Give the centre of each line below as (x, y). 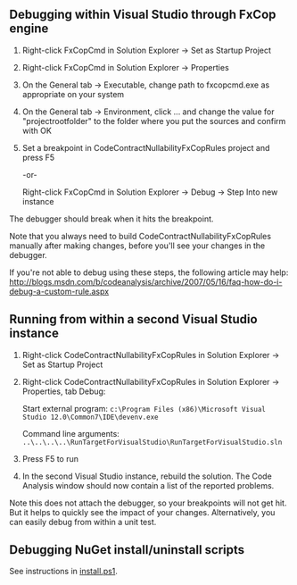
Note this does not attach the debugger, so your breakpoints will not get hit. (148, 503)
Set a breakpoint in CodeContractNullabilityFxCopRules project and (146, 147)
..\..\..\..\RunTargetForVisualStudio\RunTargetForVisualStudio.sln (152, 442)
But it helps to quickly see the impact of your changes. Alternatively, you (142, 512)
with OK (37, 130)
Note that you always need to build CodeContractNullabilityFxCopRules (140, 236)
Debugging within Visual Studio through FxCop (143, 15)
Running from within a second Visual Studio (133, 319)
